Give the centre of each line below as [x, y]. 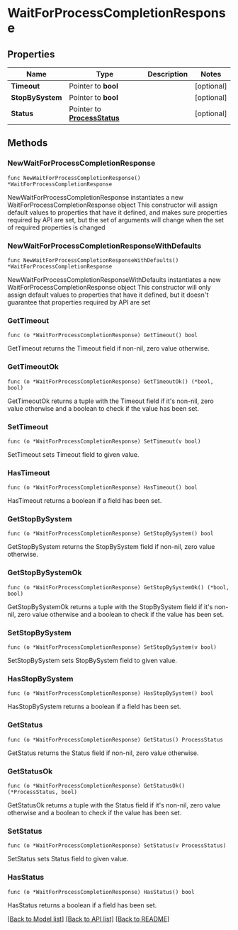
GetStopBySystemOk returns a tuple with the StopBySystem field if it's [110, 606]
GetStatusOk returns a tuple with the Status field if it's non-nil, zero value [114, 805]
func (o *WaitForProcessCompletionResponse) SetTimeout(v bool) [104, 441]
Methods [28, 143]
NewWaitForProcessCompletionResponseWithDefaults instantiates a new [114, 279]
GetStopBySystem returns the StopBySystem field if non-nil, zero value [111, 547]
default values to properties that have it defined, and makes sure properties [118, 212]
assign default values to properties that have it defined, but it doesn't [108, 295]
